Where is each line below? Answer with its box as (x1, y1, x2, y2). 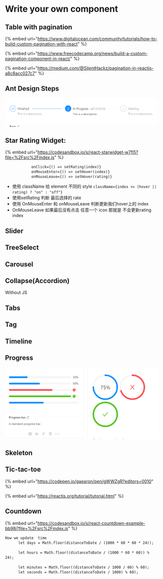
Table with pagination (5, 23, 72, 31)
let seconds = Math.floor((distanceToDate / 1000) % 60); (18, 570, 139, 575)
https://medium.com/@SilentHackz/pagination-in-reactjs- (37, 65, 154, 71)
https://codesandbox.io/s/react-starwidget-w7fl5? (37, 149, 139, 155)
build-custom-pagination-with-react (5, 41, 78, 47)
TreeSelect (5, 244, 39, 252)
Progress (5, 354, 33, 362)
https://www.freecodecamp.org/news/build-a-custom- (37, 50, 148, 56)
